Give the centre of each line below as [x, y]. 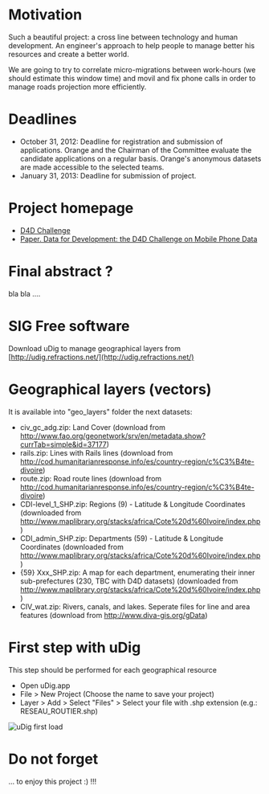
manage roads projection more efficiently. [77, 87]
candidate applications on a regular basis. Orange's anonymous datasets [141, 158]
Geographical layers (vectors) [110, 389]
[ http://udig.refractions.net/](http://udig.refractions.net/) [101, 357]
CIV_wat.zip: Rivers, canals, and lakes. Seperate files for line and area [135, 606]
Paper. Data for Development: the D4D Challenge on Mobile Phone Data [139, 239]
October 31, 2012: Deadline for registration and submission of [121, 141]
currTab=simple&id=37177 [63, 444]
